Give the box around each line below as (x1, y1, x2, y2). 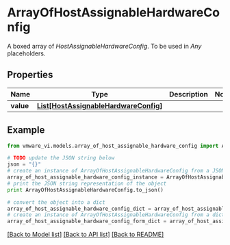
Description (168, 89, 209, 99)
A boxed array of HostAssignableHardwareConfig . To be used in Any (7, 42, 202, 50)
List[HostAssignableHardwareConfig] (36, 101, 163, 110)
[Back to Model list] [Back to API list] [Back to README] (7, 231, 164, 239)
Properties (7, 69, 53, 81)
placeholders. (7, 49, 46, 57)
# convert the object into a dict (7, 198, 106, 206)
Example (7, 125, 45, 136)
